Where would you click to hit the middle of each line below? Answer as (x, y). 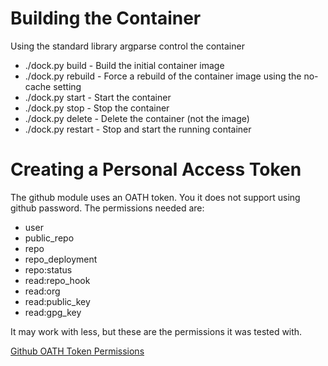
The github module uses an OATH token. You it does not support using (155, 197)
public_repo (49, 238)
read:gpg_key (53, 312)
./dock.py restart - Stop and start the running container (138, 129)
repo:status (48, 269)
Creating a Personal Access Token (156, 169)
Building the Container (106, 18)
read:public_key (57, 301)
